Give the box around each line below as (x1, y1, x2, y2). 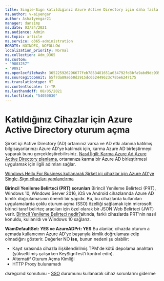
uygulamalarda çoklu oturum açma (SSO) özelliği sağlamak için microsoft (5, 201, 152, 207)
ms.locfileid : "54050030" (5, 93, 58, 98)
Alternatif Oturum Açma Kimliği (12, 256, 75, 262)
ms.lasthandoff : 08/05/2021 (5, 89, 62, 94)
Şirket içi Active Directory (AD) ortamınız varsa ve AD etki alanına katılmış (5, 141, 153, 147)
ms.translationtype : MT (5, 79, 54, 84)
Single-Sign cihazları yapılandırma (5, 176, 74, 182)
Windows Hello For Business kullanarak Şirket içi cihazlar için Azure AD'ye (5, 171, 155, 177)
